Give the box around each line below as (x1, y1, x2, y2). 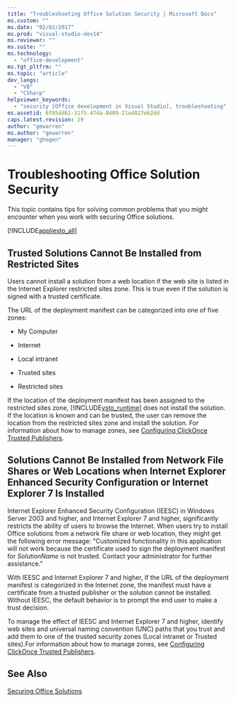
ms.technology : (7, 50, 52, 58)
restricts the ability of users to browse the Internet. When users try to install (7, 522, 228, 530)
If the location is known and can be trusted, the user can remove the (7, 411, 207, 419)
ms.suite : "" (7, 43, 46, 50)
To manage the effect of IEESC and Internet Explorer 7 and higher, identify (7, 617, 224, 625)
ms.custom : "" (7, 17, 50, 24)
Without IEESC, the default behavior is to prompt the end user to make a (7, 595, 218, 604)
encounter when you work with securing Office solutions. (7, 212, 175, 221)
